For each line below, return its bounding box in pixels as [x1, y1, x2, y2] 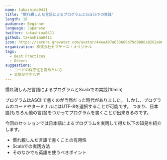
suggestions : [5, 63, 32, 68]
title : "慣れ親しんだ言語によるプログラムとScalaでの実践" [5, 12, 114, 17]
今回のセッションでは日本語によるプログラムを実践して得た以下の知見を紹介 [5, 120, 162, 126]
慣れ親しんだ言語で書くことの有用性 [12, 137, 87, 143]
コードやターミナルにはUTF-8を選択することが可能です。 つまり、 [13, 103, 150, 109]
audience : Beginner [5, 21, 46, 26]
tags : [5, 49, 16, 54]
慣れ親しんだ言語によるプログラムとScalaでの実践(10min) [5, 86, 123, 92]
